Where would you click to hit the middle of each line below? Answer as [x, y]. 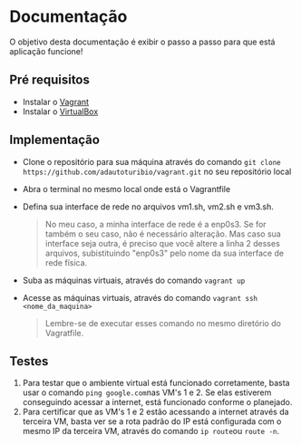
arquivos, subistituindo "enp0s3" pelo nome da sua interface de [164, 253]
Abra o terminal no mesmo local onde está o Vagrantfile [126, 189]
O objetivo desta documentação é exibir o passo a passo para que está [142, 42]
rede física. [66, 262]
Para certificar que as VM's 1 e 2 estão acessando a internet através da [155, 412]
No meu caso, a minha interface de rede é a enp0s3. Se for [155, 224]
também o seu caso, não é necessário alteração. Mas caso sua [163, 234]
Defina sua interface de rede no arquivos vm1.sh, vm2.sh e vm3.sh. [148, 207]
